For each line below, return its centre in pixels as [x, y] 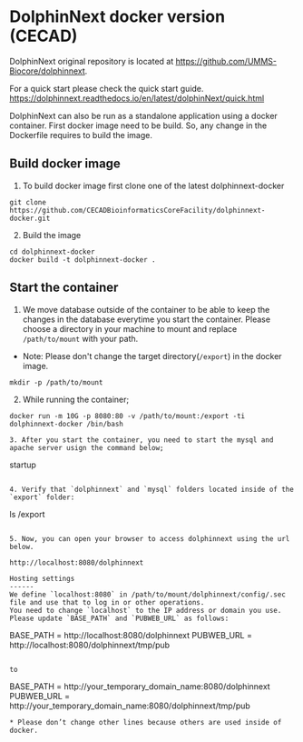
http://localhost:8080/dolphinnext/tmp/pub [90, 645]
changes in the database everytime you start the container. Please [146, 319]
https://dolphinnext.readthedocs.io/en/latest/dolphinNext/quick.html [137, 98]
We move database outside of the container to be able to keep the [146, 309]
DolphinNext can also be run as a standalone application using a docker [144, 115]
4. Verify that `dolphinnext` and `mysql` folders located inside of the [152, 489]
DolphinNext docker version [117, 17]
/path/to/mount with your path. [80, 338]
